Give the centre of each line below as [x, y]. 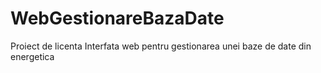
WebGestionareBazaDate [117, 18]
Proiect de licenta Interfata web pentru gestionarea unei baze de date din [161, 46]
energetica [32, 56]
